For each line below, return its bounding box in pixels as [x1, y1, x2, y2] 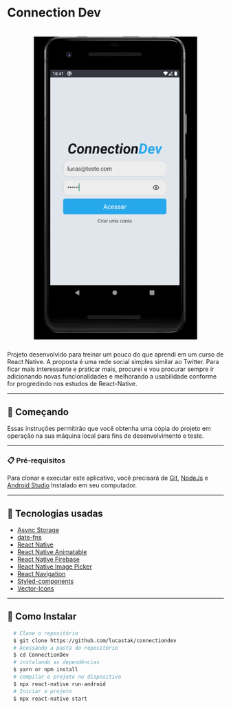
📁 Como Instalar [7, 611, 77, 622]
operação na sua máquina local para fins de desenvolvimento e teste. [7, 432, 204, 440]
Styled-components [16, 577, 74, 586]
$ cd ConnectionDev [13, 652, 69, 659]
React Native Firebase [16, 555, 80, 564]
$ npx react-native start [13, 695, 88, 702]
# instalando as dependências [13, 659, 100, 666]
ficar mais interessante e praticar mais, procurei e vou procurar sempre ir [7, 365, 214, 373]
